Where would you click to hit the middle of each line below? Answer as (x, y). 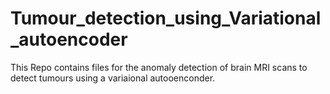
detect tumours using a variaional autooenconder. (113, 78)
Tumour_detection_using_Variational (166, 18)
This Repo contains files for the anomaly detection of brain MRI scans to (159, 67)
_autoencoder (69, 39)
